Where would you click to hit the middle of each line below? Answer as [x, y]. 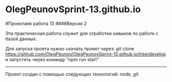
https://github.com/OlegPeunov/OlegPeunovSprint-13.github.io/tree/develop [86, 54]
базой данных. [21, 39]
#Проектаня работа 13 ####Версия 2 [46, 23]
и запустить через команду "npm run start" [52, 59]
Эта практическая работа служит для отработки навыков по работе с [82, 33]
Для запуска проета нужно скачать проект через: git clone [70, 48]
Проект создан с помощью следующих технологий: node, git [72, 74]
